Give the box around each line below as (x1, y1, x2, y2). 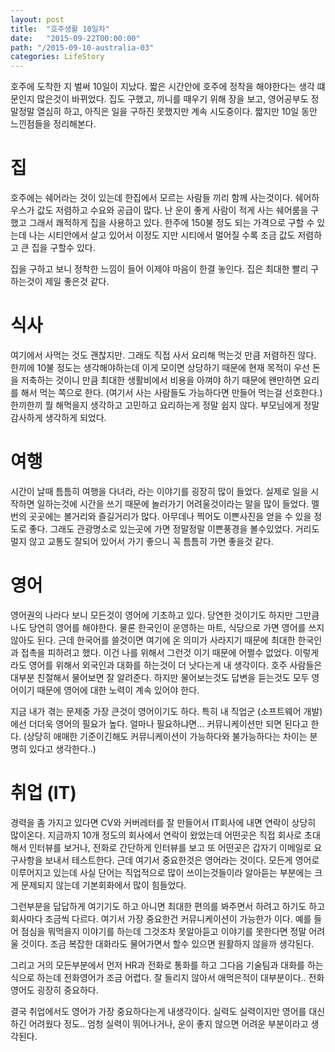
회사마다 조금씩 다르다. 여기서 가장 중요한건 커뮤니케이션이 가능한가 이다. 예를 (10, 912, 312, 925)
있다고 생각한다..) (28, 742, 97, 755)
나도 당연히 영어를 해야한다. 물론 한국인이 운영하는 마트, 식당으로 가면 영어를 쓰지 (10, 621, 325, 633)
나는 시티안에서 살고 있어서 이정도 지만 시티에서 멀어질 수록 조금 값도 (28, 229, 296, 241)
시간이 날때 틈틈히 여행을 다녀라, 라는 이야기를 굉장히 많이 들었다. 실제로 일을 (10, 485, 309, 497)
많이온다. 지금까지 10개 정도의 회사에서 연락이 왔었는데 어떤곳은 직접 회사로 (10, 829, 303, 841)
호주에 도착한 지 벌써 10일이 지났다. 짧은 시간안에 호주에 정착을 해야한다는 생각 (10, 81, 315, 93)
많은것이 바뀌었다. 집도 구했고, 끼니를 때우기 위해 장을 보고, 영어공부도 (36, 93, 309, 105)
